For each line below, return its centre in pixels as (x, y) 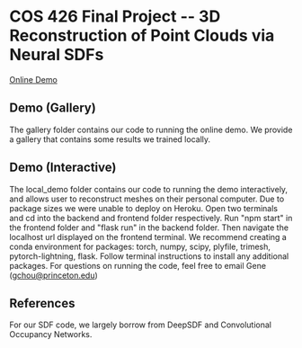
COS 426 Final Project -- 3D (115, 17)
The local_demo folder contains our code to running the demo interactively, (149, 189)
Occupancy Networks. (51, 335)
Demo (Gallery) (53, 108)
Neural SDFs (57, 55)
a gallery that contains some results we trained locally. (110, 139)
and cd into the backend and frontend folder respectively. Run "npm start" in (151, 218)
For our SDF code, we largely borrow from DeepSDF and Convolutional (141, 325)
